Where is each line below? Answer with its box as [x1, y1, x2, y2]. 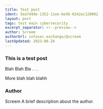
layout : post [5, 16, 31, 21]
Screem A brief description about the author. [5, 98, 94, 105]
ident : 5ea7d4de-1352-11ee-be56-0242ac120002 [5, 12, 98, 17]
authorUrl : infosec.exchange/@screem [5, 35, 81, 39]
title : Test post [5, 7, 40, 12]
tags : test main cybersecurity [5, 20, 68, 26]
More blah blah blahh [5, 75, 47, 81]
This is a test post [5, 54, 47, 61]
